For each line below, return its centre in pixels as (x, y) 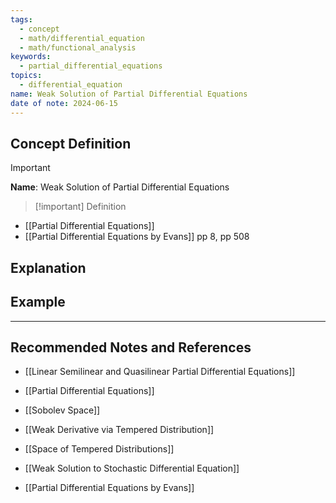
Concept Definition (71, 143)
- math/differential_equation (82, 38)
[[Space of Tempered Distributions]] (99, 449)
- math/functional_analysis (78, 47)
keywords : (31, 57)
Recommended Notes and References (131, 347)
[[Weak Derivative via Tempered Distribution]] (119, 430)
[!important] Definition (80, 207)
